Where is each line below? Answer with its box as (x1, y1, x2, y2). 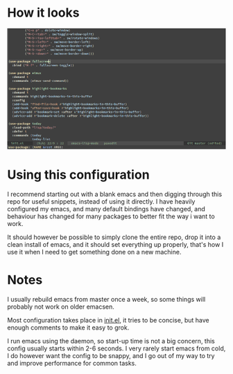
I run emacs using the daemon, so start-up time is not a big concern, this (7, 336, 215, 345)
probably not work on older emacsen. (7, 302, 114, 311)
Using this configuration (7, 167, 150, 182)
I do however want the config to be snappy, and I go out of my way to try (7, 351, 215, 359)
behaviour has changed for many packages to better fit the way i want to (7, 212, 215, 220)
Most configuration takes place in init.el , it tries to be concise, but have (7, 316, 209, 324)
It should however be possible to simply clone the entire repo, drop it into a (7, 233, 221, 241)
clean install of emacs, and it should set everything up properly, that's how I (7, 240, 224, 248)
